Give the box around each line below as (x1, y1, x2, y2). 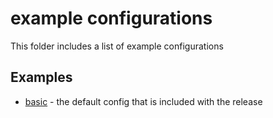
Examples (10, 69, 73, 86)
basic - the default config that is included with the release (24, 95, 263, 107)
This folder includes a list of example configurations (10, 40, 224, 52)
